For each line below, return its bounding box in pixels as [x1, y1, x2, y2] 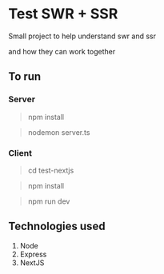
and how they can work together [8, 46, 116, 56]
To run [8, 69, 42, 84]
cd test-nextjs [27, 165, 74, 175]
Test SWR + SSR [8, 5, 118, 23]
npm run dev [27, 197, 70, 206]
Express [19, 249, 47, 259]
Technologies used [8, 220, 106, 233]
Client [8, 147, 32, 158]
